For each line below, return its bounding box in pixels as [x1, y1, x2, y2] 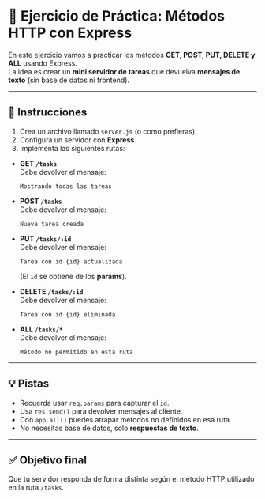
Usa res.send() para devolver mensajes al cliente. [19, 406, 183, 416]
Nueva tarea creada [19, 220, 84, 228]
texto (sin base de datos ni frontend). [8, 75, 130, 85]
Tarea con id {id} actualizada [19, 257, 123, 266]
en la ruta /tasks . [8, 482, 65, 493]
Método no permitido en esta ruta [19, 348, 133, 356]
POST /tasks [19, 196, 62, 206]
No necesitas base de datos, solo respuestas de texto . [19, 423, 199, 433]
